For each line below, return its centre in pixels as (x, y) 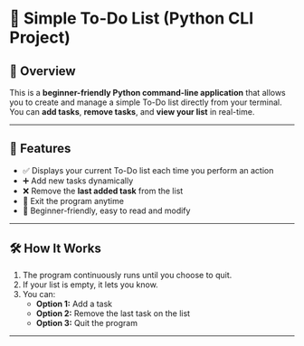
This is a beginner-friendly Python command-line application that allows (148, 93)
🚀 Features (40, 149)
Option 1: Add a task (74, 304)
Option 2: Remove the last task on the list (113, 313)
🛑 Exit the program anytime (73, 201)
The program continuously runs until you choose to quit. (127, 275)
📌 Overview (43, 71)
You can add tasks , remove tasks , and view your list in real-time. (132, 112)
